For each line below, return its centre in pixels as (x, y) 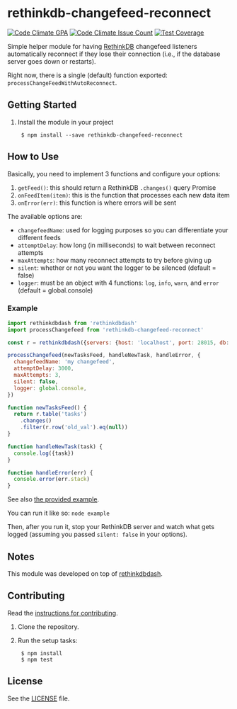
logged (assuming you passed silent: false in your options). (97, 534)
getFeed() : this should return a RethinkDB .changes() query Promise (117, 187)
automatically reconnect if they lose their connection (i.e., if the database (114, 54)
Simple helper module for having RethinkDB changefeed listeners (102, 46)
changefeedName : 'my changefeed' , (64, 362)
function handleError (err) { (50, 472)
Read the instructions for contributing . (63, 613)
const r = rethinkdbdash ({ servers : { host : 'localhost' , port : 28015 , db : (118, 342)
